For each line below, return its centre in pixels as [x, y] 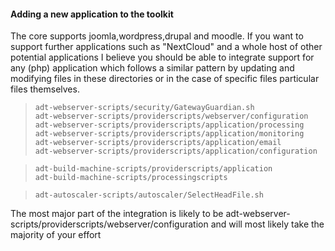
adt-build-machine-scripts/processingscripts [131, 178]
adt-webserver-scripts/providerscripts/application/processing [169, 125]
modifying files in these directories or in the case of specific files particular [165, 79]
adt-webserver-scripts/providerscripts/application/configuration [176, 151]
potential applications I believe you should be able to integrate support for [162, 57]
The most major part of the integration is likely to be [117, 214]
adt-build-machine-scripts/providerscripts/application [153, 169]
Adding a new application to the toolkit [92, 14]
